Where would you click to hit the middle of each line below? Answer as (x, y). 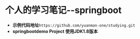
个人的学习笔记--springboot (63, 10)
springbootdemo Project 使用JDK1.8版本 (55, 31)
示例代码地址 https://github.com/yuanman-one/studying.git (74, 25)
